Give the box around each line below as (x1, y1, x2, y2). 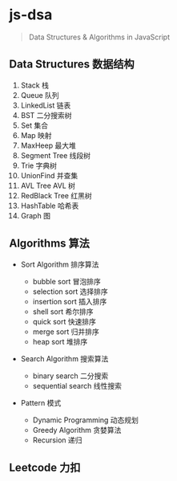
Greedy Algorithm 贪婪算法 (32, 425, 122, 434)
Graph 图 (20, 210, 51, 220)
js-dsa (9, 6, 53, 24)
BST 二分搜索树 (20, 110, 72, 120)
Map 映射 (20, 130, 52, 140)
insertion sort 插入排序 (32, 296, 107, 306)
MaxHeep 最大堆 (20, 141, 77, 150)
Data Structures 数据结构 (9, 58, 135, 71)
